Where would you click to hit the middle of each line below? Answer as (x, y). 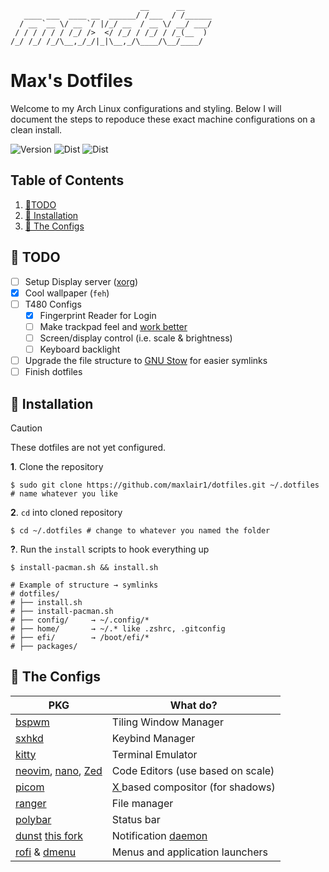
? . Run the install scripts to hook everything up (110, 549)
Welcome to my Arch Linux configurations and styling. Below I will (146, 108)
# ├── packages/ (44, 646)
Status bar (136, 819)
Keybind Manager (153, 738)
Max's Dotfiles (71, 81)
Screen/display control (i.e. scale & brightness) (136, 338)
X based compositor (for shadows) (193, 787)
